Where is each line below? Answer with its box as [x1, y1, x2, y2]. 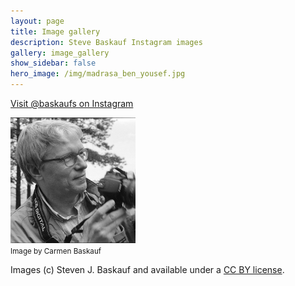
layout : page [10, 16, 65, 26]
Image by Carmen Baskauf [10, 246, 102, 256]
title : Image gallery [10, 26, 101, 37]
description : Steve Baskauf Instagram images [10, 37, 203, 47]
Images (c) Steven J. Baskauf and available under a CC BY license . [10, 263, 285, 275]
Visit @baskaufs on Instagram [10, 98, 134, 109]
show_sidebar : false [10, 58, 97, 69]
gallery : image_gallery [10, 48, 110, 58]
